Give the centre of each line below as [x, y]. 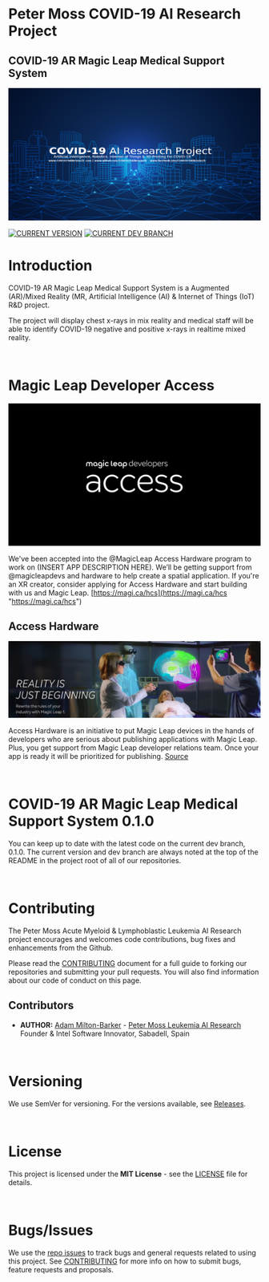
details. [20, 1182]
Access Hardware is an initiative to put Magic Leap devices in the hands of [131, 731]
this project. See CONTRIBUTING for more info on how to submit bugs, [125, 1261]
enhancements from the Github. [61, 947]
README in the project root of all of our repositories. [95, 860]
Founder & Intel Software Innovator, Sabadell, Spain [105, 1033]
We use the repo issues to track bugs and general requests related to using [132, 1252]
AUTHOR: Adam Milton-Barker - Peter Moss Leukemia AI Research [130, 1024]
